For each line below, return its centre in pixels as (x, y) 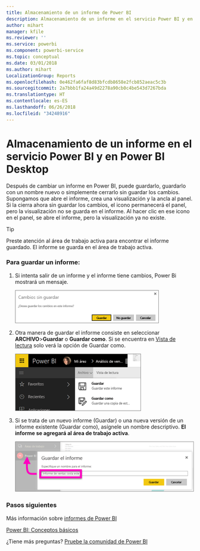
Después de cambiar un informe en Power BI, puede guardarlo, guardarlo (96, 186)
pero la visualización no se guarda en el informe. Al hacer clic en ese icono (98, 211)
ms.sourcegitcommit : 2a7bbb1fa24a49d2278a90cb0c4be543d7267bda (86, 88)
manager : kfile (25, 32)
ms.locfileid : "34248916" (38, 114)
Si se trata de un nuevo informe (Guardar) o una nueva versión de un (99, 420)
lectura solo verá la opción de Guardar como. (70, 345)
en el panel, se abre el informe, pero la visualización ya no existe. (86, 218)
